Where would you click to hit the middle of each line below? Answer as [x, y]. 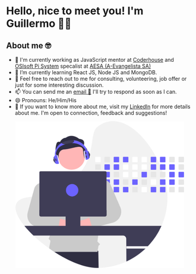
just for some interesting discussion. [59, 85]
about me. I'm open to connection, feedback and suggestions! [91, 113]
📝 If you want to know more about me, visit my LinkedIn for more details [102, 106]
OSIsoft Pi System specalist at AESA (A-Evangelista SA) [83, 66]
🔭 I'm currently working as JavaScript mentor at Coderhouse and [94, 60]
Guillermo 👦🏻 [39, 23]
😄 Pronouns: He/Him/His [46, 100]
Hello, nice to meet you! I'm [75, 11]
